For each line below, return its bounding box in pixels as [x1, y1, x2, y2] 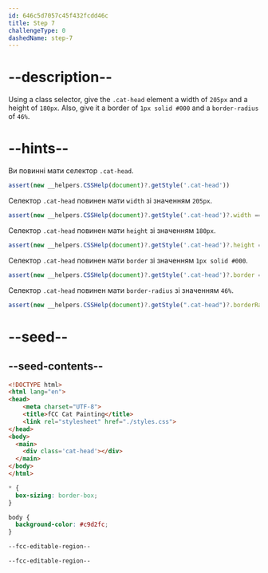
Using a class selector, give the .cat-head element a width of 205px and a [8, 95, 248, 105]
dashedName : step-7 [8, 34, 73, 42]
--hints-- [8, 140, 69, 158]
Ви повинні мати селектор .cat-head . [8, 166, 134, 176]
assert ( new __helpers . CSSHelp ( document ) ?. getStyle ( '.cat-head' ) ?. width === [8, 211, 266, 219]
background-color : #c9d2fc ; [15, 520, 109, 529]
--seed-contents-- [8, 360, 104, 373]
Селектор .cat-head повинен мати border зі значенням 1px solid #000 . [8, 255, 249, 265]
